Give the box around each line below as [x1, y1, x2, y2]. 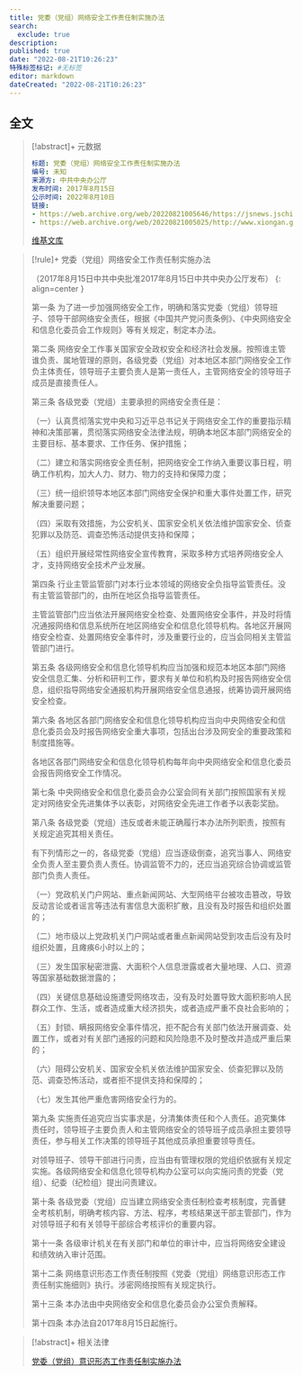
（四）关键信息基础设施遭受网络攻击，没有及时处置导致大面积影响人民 [31, 992, 292, 1002]
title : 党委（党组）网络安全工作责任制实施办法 [9, 13, 165, 22]
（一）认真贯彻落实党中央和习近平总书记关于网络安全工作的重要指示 [31, 416, 284, 427]
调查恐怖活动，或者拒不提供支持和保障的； [47, 1074, 205, 1085]
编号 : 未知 [31, 167, 67, 176]
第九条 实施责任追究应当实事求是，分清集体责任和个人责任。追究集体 [31, 1113, 286, 1124]
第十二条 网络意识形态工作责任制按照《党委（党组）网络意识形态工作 [31, 1268, 286, 1279]
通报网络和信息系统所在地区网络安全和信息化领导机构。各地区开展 [39, 620, 284, 631]
